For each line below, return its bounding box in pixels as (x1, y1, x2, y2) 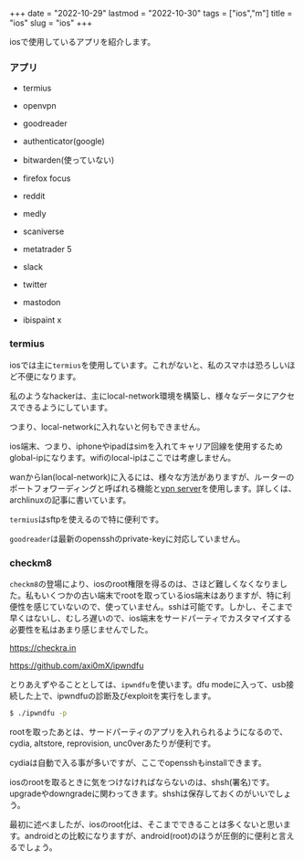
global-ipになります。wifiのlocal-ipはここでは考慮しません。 (9, 452, 236, 462)
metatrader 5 (22, 244, 72, 255)
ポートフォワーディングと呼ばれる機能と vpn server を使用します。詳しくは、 (9, 483, 297, 494)
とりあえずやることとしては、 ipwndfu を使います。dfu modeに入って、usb (9, 678, 287, 689)
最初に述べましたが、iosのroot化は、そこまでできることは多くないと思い (9, 818, 284, 830)
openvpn (22, 101, 57, 112)
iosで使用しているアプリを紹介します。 (9, 37, 156, 47)
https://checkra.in (9, 642, 77, 653)
